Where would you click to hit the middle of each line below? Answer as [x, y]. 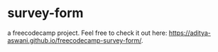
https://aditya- [190, 33]
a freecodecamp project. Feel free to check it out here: [87, 33]
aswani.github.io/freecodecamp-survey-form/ [75, 40]
